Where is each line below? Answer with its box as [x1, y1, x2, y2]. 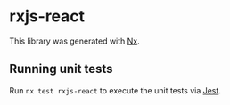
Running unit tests [9, 61, 113, 77]
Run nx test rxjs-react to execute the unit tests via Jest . [9, 85, 221, 95]
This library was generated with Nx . [9, 36, 140, 46]
